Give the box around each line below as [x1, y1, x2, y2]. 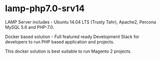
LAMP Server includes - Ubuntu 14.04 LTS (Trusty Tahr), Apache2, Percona [5, 19, 157, 25]
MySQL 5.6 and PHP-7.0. [5, 24, 54, 30]
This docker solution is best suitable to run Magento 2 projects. [5, 48, 132, 54]
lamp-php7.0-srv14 [5, 3, 85, 14]
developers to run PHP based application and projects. [5, 39, 115, 44]
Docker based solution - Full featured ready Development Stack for [5, 34, 140, 39]
